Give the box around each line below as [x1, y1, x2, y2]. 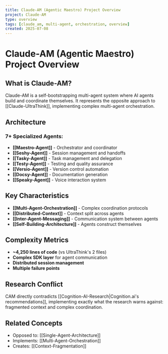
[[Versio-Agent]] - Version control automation [12, 166, 109, 172]
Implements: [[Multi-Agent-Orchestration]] [12, 338, 101, 344]
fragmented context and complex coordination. [5, 304, 103, 310]
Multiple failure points [12, 265, 60, 271]
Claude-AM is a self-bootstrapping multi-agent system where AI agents [5, 92, 154, 99]
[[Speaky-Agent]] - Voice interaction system [12, 177, 106, 183]
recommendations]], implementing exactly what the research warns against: [5, 299, 164, 305]
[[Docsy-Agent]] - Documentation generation [12, 171, 108, 177]
